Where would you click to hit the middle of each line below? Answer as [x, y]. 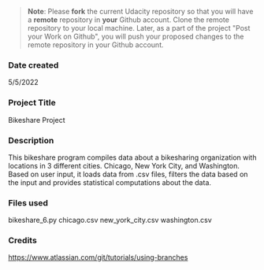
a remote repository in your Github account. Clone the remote [128, 20]
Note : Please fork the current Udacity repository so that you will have [140, 11]
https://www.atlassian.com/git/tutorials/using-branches [98, 257]
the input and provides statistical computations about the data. [110, 182]
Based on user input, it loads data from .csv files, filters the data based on [128, 174]
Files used [28, 202]
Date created [33, 65]
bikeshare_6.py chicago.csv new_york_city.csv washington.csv [110, 220]
